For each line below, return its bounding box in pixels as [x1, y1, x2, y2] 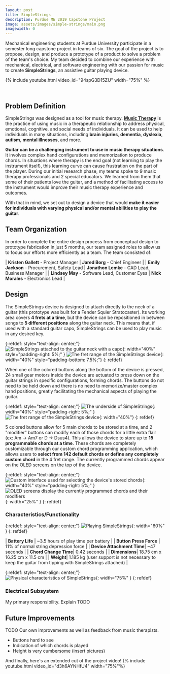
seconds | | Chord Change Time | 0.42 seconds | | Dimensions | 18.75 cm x [5, 549, 161, 555]
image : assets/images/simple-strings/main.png [5, 21, 106, 27]
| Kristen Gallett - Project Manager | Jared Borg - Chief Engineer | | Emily [5, 259, 160, 265]
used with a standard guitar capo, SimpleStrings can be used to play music [5, 325, 162, 331]
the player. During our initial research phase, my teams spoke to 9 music [5, 168, 156, 174]
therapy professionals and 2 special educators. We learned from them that [5, 173, 161, 179]
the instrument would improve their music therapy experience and [5, 184, 143, 190]
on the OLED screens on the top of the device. [5, 462, 103, 468]
